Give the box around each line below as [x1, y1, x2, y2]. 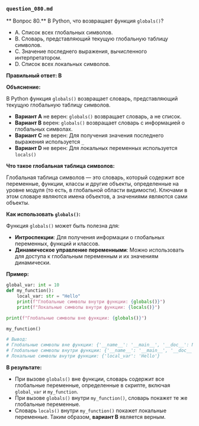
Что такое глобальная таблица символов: [6, 162, 115, 170]
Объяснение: [6, 83, 41, 91]
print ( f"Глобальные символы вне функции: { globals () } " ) [6, 315, 147, 321]
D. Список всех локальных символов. [14, 61, 111, 68]
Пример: [6, 271, 30, 278]
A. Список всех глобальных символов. [14, 29, 113, 36]
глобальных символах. [14, 126, 73, 133]
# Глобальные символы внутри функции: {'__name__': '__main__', [6, 347, 168, 353]
